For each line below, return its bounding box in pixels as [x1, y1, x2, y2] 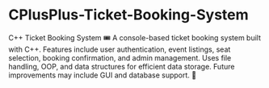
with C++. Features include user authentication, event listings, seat [8, 44, 231, 54]
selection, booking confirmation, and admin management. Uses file [8, 52, 232, 62]
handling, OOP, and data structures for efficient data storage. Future [8, 61, 235, 71]
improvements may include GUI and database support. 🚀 [8, 70, 196, 80]
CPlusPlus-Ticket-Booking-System [8, 6, 249, 24]
